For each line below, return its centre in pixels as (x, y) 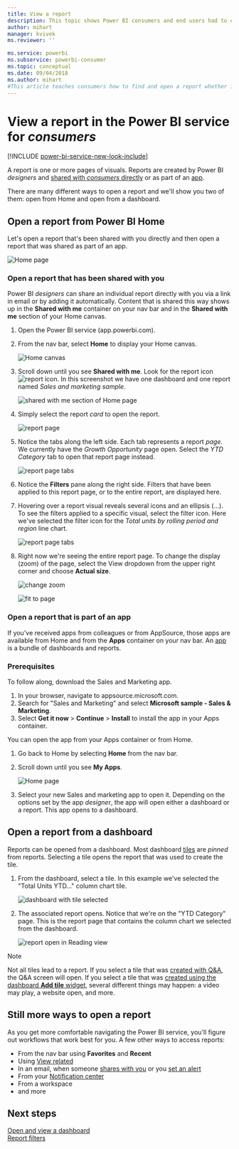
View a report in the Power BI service (118, 121)
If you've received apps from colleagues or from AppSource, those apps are (119, 632)
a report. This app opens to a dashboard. (78, 810)
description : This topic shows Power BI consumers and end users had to (117, 21)
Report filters (27, 1138)
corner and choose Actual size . (64, 571)
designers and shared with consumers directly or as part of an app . (106, 178)
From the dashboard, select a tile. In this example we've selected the (118, 878)
